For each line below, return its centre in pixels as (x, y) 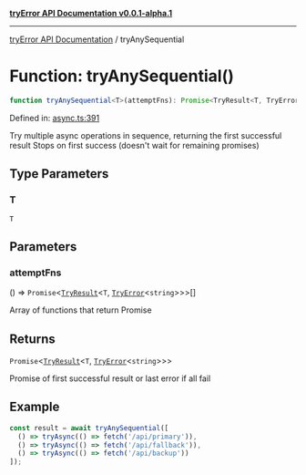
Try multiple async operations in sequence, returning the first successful (146, 135)
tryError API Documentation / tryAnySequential (97, 39)
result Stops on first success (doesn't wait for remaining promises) (134, 145)
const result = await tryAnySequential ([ (89, 428)
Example (35, 407)
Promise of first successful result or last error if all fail (110, 378)
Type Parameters (59, 174)
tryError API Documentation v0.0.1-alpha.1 (91, 13)
